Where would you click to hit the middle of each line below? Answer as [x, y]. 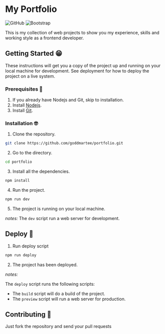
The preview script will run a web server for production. [69, 299]
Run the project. [29, 190]
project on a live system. [30, 76]
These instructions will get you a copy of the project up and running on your [83, 65]
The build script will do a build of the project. [59, 293]
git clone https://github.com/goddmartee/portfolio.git [64, 143]
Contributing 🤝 [28, 314]
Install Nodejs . [27, 105]
